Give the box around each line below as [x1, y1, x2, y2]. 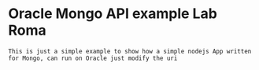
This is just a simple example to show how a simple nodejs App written [8, 47, 252, 55]
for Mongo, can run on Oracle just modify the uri [8, 54, 178, 62]
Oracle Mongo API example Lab [8, 5, 218, 23]
